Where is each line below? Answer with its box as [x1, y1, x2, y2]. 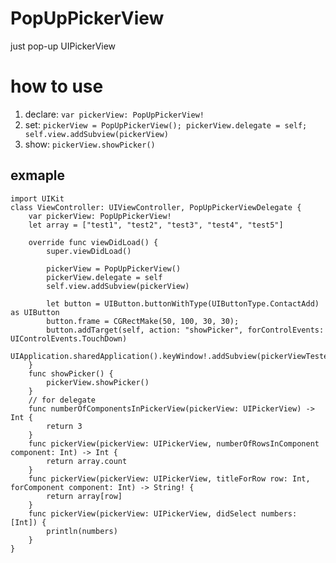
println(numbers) [46, 526, 118, 536]
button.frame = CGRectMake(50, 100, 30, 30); [46, 316, 240, 326]
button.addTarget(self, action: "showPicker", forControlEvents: [46, 325, 325, 335]
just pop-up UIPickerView [10, 40, 117, 52]
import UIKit [10, 193, 65, 204]
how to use [10, 75, 104, 98]
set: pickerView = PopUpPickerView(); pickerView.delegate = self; [24, 118, 308, 131]
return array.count [46, 456, 128, 466]
